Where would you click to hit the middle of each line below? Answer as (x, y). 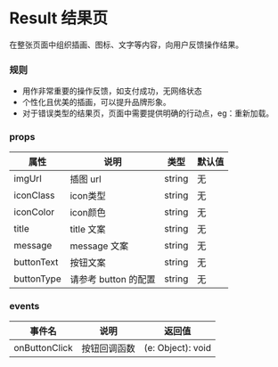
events (25, 306)
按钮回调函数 (108, 348)
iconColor (34, 212)
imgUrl (28, 178)
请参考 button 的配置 (113, 279)
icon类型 (88, 195)
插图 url (86, 179)
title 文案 (88, 229)
